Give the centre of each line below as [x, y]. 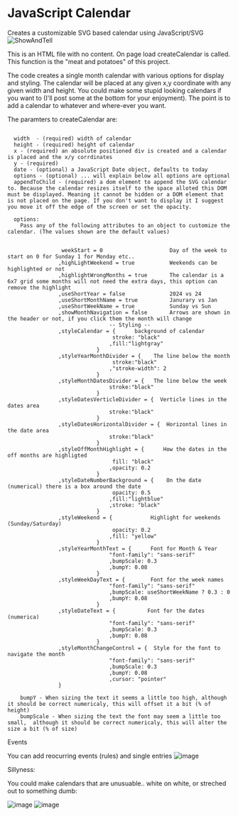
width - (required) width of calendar [73, 138]
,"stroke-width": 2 [138, 368]
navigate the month [36, 654]
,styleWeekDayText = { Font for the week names [141, 580]
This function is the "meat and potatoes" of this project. [89, 61]
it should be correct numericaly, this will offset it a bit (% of [109, 704]
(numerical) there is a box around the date [74, 486]
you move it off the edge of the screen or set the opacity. [100, 207]
